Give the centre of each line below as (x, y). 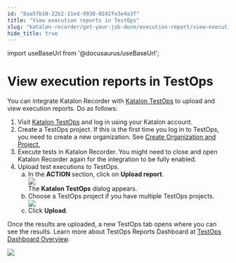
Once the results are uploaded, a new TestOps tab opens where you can (112, 224)
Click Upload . (48, 210)
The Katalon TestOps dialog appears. (83, 189)
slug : (15, 27)
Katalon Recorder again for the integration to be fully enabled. (107, 159)
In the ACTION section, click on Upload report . (96, 174)
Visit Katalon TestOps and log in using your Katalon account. (105, 122)
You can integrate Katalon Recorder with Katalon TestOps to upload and (111, 101)
